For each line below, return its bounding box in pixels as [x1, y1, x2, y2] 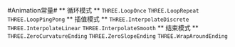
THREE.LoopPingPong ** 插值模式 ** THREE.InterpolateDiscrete [7, 15, 189, 23]
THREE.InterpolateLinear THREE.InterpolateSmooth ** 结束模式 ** [7, 24, 199, 32]
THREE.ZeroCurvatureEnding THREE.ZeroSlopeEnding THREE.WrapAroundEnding [7, 33, 228, 40]
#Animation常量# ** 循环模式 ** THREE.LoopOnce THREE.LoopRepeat [7, 6, 199, 14]
